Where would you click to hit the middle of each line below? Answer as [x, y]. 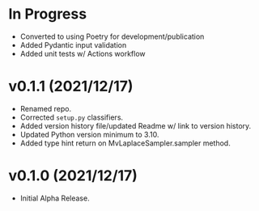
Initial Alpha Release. [55, 198]
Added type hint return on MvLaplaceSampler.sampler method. [125, 143]
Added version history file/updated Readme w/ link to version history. [136, 125]
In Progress [48, 14]
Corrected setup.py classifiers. [72, 117]
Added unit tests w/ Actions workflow [83, 53]
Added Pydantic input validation [73, 44]
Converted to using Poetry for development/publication [112, 36]
